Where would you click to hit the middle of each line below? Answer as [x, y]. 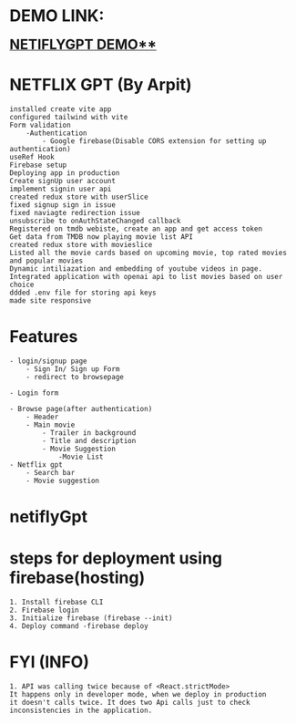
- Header [42, 417]
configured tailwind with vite [69, 117]
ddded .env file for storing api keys [83, 293]
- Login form [34, 393]
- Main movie [51, 425]
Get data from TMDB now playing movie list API [102, 237]
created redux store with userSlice [79, 197]
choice [22, 284]
